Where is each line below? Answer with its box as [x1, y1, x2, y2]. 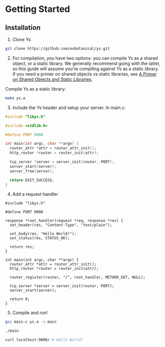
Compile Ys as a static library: [5, 86, 66, 92]
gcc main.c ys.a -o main [5, 320, 57, 325]
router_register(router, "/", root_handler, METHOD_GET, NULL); [9, 275, 146, 280]
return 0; [9, 297, 30, 302]
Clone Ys [12, 36, 31, 42]
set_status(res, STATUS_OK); [9, 235, 70, 241]
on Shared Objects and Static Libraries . [12, 76, 93, 82]
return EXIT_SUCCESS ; [9, 178, 55, 183]
